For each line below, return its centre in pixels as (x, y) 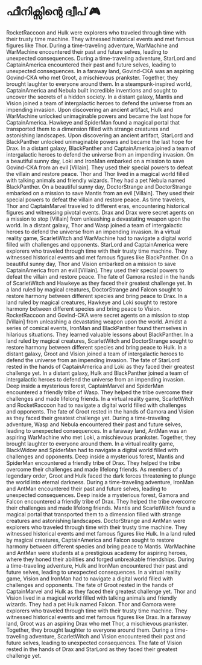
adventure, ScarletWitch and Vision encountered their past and (107, 636)
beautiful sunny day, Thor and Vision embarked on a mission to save (91, 264)
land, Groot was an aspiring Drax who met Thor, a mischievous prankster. (97, 623)
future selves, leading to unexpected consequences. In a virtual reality (93, 572)
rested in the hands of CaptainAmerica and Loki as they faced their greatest (100, 366)
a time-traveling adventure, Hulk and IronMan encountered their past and (97, 565)
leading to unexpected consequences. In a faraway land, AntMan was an (96, 430)
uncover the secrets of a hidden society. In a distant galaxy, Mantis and (95, 97)
